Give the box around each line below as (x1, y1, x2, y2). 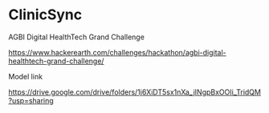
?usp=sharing (8, 95, 54, 105)
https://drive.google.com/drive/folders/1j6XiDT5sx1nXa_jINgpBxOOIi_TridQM (8, 87, 261, 97)
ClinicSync (8, 6, 83, 24)
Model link (8, 71, 43, 81)
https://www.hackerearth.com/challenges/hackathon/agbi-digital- (8, 47, 226, 57)
